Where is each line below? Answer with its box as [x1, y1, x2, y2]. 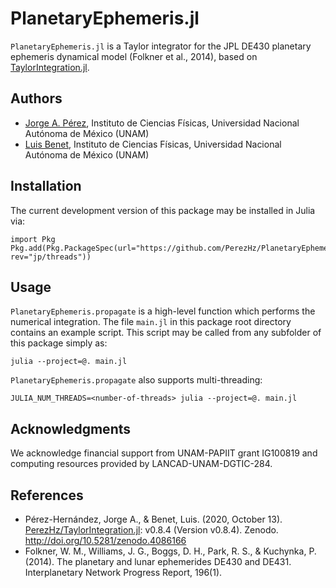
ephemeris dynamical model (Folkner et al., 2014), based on [10, 50, 258, 62]
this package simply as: [10, 337, 108, 349]
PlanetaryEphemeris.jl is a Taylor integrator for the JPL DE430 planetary [10, 40, 312, 52]
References [10, 487, 84, 504]
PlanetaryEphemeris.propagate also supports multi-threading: [10, 374, 263, 386]
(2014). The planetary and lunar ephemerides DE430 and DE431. [24, 556, 292, 567]
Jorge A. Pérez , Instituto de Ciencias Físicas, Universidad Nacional [24, 117, 300, 129]
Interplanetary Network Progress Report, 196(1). [24, 567, 223, 578]
